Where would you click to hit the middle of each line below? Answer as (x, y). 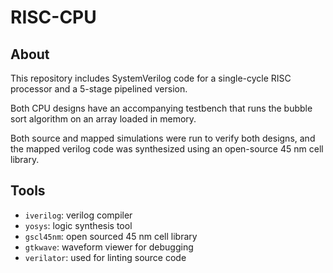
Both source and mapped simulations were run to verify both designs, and (163, 138)
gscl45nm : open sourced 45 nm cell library (111, 236)
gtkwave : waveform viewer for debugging (109, 247)
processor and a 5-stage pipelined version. (99, 89)
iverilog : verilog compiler (78, 215)
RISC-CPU (53, 17)
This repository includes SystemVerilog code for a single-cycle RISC (151, 78)
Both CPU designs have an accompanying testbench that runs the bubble (161, 108)
